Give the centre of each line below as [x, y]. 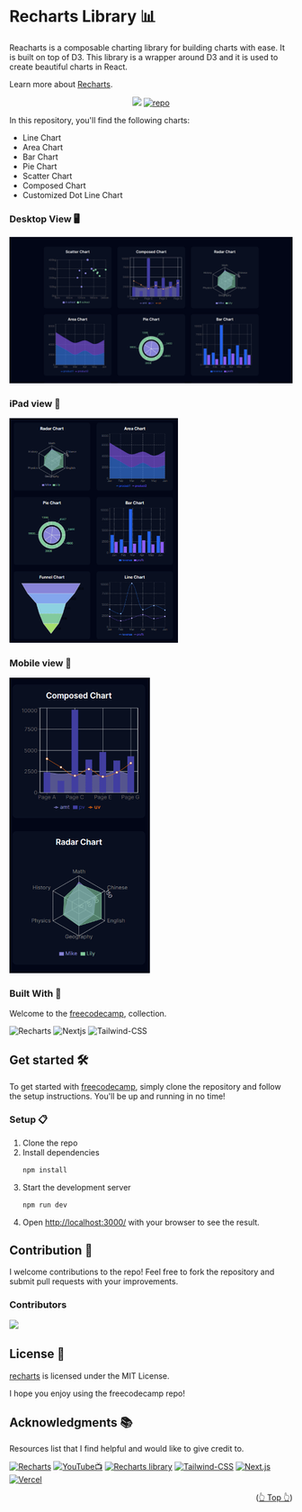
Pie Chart [40, 166]
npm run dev [44, 1205]
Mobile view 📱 [40, 663]
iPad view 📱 [35, 403]
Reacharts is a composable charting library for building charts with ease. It [147, 47]
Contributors [38, 1305]
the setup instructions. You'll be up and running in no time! [118, 1096]
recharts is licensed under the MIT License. [89, 1376]
